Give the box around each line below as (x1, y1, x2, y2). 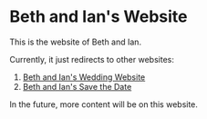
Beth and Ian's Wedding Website (22, 71, 146, 83)
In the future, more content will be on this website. (9, 98, 199, 110)
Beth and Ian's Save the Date (22, 81, 132, 92)
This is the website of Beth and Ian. (9, 36, 142, 47)
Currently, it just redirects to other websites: (9, 54, 175, 64)
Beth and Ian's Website (9, 6, 189, 27)
